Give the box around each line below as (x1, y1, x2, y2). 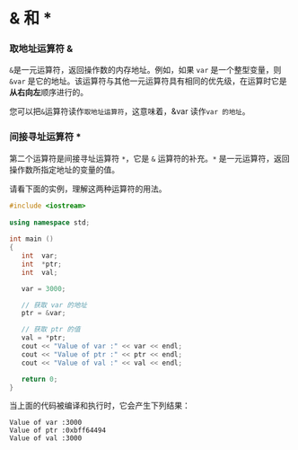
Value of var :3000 (9, 419, 83, 428)
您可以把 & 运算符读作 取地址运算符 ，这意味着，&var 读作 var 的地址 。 (9, 106, 250, 117)
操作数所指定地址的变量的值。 (9, 163, 119, 175)
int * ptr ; (21, 260, 63, 269)
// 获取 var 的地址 (21, 300, 88, 310)
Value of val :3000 (9, 434, 83, 443)
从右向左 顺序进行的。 (9, 87, 88, 98)
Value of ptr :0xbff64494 (9, 426, 106, 436)
